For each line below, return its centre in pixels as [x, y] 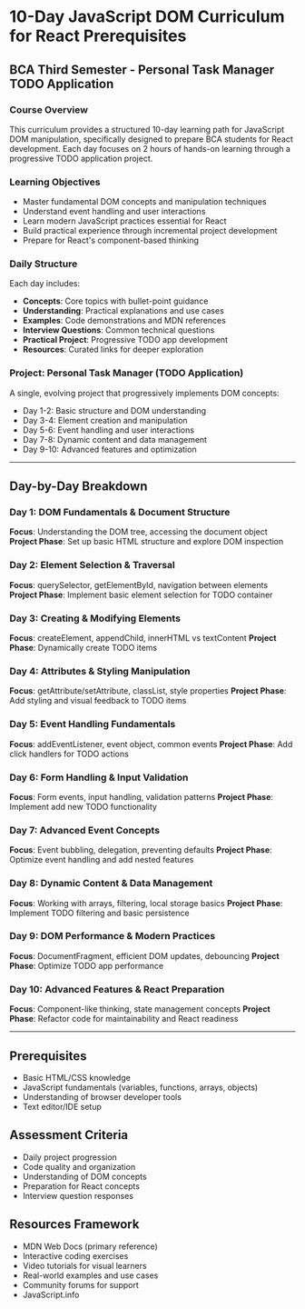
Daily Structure [44, 264]
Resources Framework [74, 1224]
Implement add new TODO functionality [83, 806]
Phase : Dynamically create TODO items [83, 648]
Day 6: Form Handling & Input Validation [99, 777]
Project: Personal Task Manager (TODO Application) [127, 373]
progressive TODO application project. [81, 158]
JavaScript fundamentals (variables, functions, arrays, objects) [140, 1087]
